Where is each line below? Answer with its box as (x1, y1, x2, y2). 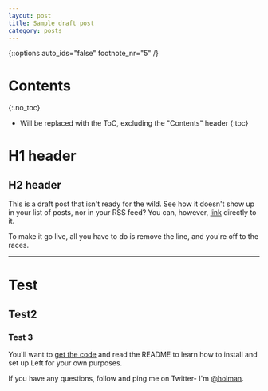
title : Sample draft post (8, 19, 94, 27)
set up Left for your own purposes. (8, 358, 123, 368)
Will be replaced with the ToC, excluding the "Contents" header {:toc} (19, 118, 249, 128)
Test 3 (8, 331, 33, 342)
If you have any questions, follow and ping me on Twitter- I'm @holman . (8, 373, 245, 384)
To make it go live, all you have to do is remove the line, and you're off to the (8, 232, 259, 241)
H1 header (8, 146, 77, 165)
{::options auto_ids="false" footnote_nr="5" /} (8, 49, 160, 58)
